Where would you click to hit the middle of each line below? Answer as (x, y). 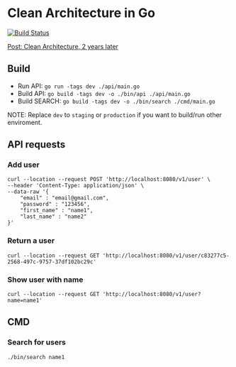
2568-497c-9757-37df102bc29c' (52, 262)
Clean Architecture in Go (82, 13)
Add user (24, 165)
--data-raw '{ (28, 192)
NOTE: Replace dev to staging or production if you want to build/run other (114, 114)
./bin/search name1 (36, 357)
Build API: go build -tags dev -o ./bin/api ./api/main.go (104, 93)
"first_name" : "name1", (57, 211)
